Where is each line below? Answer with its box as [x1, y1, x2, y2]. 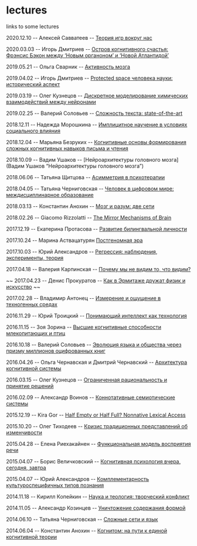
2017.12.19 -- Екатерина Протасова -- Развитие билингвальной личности [6, 225, 188, 232]
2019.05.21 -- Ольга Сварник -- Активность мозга [6, 63, 131, 70]
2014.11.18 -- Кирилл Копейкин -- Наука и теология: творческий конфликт [6, 493, 190, 500]
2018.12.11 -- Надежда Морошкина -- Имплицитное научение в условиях [6, 121, 188, 128]
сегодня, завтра [6, 464, 46, 471]
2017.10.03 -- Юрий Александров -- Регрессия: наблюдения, [6, 248, 158, 255]
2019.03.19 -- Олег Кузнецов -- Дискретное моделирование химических [6, 92, 188, 99]
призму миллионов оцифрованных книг [6, 347, 106, 354]
